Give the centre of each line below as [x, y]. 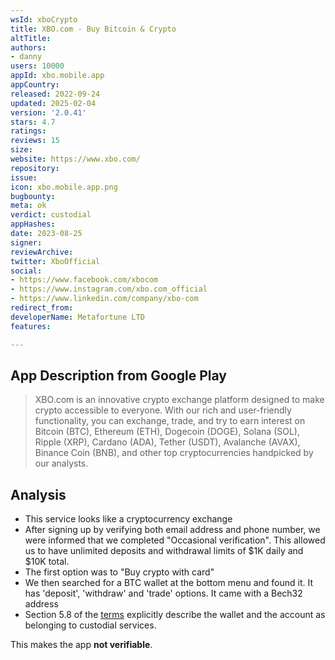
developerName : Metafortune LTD [77, 317]
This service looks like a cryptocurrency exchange [128, 519]
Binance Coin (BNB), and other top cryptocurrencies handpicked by [174, 453]
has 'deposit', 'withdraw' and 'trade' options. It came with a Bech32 [163, 593]
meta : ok [28, 206]
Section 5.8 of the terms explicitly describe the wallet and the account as [175, 615]
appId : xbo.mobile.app [57, 76]
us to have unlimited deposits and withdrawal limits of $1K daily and [164, 551]
